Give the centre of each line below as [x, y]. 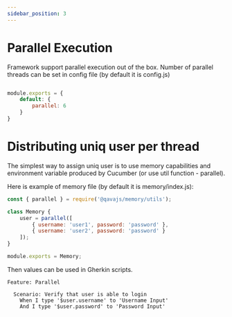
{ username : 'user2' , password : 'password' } [99, 231]
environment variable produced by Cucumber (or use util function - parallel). [116, 173]
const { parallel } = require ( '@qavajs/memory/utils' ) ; [89, 199]
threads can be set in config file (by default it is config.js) [89, 74]
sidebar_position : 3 [37, 13]
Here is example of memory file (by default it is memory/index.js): [100, 186]
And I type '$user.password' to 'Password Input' [93, 306]
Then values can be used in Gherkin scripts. [70, 269]
